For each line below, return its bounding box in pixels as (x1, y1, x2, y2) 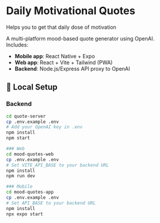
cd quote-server (6, 113, 46, 119)
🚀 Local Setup (6, 82, 58, 92)
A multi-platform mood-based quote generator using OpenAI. (6, 35, 155, 42)
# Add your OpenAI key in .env (6, 124, 83, 130)
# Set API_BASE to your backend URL (6, 200, 96, 206)
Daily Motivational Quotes (6, 4, 135, 18)
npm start (6, 135, 31, 141)
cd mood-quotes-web (6, 151, 54, 157)
